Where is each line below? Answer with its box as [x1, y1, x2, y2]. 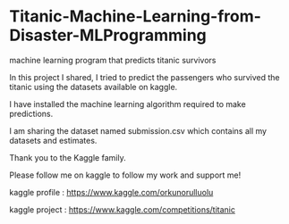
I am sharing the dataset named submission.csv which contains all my [9, 125, 267, 136]
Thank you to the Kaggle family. [9, 152, 127, 162]
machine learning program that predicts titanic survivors [9, 54, 217, 65]
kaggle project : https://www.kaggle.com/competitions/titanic [9, 203, 235, 215]
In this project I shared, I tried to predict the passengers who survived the [9, 71, 280, 82]
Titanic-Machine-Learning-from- [9, 6, 262, 27]
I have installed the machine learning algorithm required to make [9, 98, 246, 109]
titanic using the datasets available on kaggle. [9, 81, 178, 92]
